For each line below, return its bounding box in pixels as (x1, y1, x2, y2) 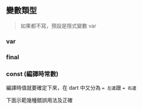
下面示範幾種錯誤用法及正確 (6, 96, 73, 104)
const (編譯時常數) (6, 70, 59, 78)
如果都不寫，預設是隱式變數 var (20, 22, 96, 29)
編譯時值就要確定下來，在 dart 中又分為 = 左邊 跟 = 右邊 (6, 84, 137, 91)
